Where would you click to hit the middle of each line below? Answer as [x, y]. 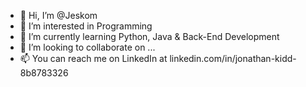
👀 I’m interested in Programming [86, 26]
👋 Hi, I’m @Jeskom [58, 15]
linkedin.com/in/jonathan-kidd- [233, 58]
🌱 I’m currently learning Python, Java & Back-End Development [149, 36]
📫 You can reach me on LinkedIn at [93, 58]
